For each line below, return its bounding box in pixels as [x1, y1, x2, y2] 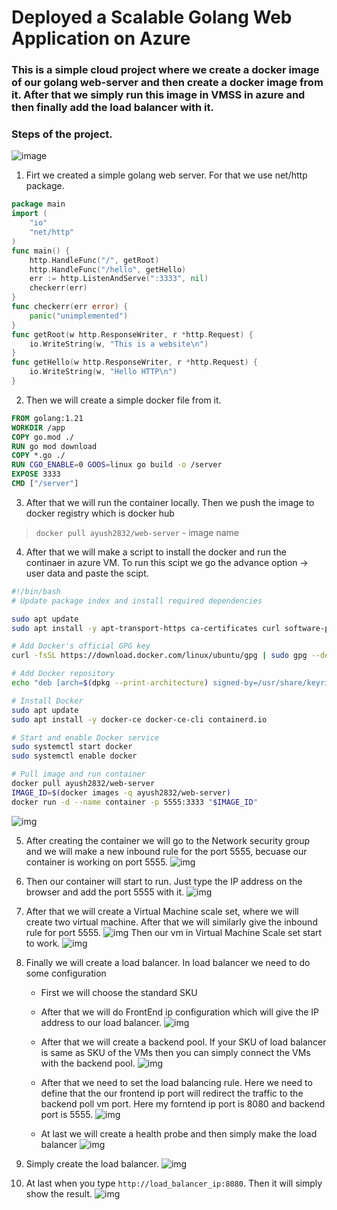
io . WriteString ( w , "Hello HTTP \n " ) [29, 367, 178, 377]
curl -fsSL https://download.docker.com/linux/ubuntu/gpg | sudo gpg [11, 651, 308, 661]
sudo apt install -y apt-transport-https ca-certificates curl [11, 623, 281, 633]
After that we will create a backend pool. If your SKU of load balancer [40, 1036, 327, 1048]
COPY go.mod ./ [11, 432, 75, 442]
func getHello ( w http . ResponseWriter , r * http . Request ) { [11, 357, 258, 368]
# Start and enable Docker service [11, 732, 160, 743]
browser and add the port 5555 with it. [25, 886, 185, 898]
